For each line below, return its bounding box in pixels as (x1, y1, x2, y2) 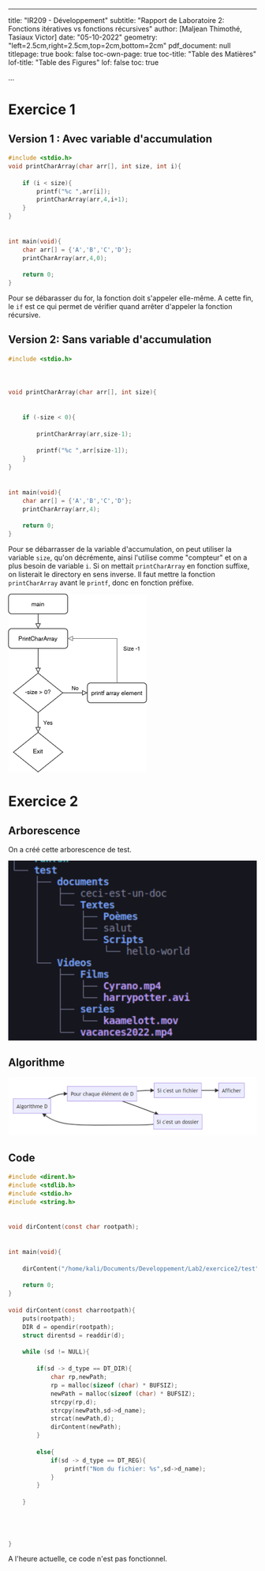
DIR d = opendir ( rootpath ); (22, 1323, 114, 1331)
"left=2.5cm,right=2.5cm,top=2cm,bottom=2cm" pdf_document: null (8, 41, 231, 50)
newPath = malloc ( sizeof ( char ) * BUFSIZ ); (50, 1389, 196, 1398)
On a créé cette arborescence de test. (8, 845, 132, 855)
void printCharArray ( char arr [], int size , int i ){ (8, 162, 181, 170)
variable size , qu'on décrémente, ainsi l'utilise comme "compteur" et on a (8, 553, 248, 562)
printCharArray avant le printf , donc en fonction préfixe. (8, 578, 195, 587)
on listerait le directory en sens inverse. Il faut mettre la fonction (8, 570, 215, 580)
